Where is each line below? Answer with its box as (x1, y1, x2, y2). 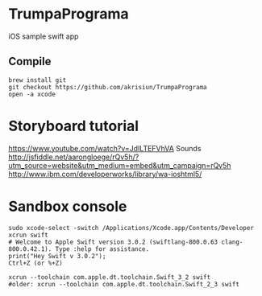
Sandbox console (8, 197, 127, 216)
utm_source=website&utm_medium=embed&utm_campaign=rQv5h (8, 160, 231, 170)
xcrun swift (8, 231, 48, 239)
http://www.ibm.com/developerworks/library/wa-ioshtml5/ (8, 169, 202, 179)
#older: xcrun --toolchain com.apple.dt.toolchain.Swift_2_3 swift (8, 280, 240, 288)
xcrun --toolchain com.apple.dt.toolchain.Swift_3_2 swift (8, 273, 211, 282)
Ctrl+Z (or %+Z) (8, 259, 63, 267)
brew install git (8, 76, 67, 84)
